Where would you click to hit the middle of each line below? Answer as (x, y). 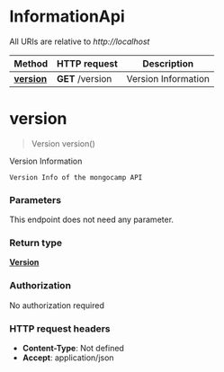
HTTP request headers (60, 328)
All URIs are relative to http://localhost (80, 41)
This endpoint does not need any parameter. (91, 220)
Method (31, 63)
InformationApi (67, 17)
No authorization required (57, 305)
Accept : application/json (68, 358)
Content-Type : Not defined (73, 349)
